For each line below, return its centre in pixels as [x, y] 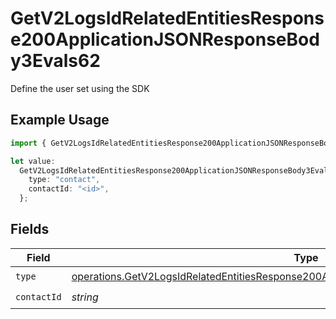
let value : [33, 161]
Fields [30, 229]
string [85, 297]
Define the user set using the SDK [80, 88]
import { [28, 143]
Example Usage [60, 120]
